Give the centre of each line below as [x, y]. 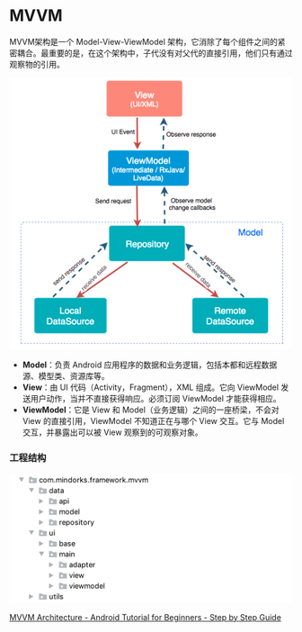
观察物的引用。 [37, 64]
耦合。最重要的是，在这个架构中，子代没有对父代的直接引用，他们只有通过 [155, 53]
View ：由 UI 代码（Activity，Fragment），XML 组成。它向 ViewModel [151, 387]
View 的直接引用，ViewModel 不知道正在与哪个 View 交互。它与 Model [153, 421]
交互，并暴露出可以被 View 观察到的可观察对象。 [113, 432]
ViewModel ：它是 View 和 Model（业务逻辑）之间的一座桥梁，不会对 [151, 410]
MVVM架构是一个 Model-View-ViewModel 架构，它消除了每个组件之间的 [144, 41]
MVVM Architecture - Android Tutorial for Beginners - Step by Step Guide [145, 617]
